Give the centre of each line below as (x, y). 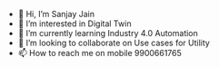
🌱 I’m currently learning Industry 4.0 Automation (108, 33)
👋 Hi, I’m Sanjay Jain (56, 14)
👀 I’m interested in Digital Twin (75, 24)
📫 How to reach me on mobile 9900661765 (100, 53)
